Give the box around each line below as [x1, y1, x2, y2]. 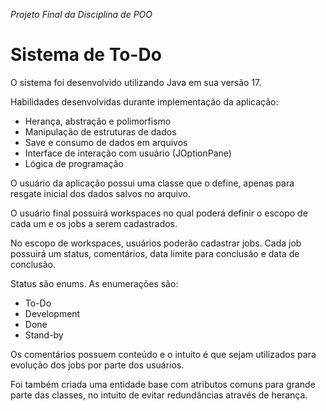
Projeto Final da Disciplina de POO [10, 9, 153, 20]
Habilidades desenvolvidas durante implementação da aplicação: [10, 95, 279, 108]
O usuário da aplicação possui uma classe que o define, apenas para [10, 177, 295, 189]
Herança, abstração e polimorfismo [24, 115, 172, 127]
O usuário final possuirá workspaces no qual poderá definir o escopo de [10, 207, 308, 219]
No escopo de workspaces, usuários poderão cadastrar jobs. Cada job [10, 237, 302, 249]
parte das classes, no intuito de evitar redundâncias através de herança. [10, 389, 308, 401]
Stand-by [24, 329, 64, 341]
